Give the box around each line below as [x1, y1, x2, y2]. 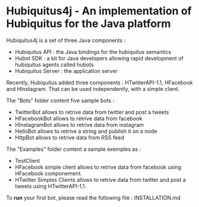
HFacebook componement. [14, 169, 82, 177]
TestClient [14, 157, 40, 164]
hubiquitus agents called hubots [14, 61, 94, 68]
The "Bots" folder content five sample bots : [6, 97, 115, 104]
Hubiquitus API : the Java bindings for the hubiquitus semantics [14, 48, 172, 55]
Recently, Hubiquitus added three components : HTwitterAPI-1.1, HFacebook [6, 79, 193, 86]
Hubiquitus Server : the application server [14, 67, 118, 74]
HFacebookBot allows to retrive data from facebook [14, 115, 142, 122]
